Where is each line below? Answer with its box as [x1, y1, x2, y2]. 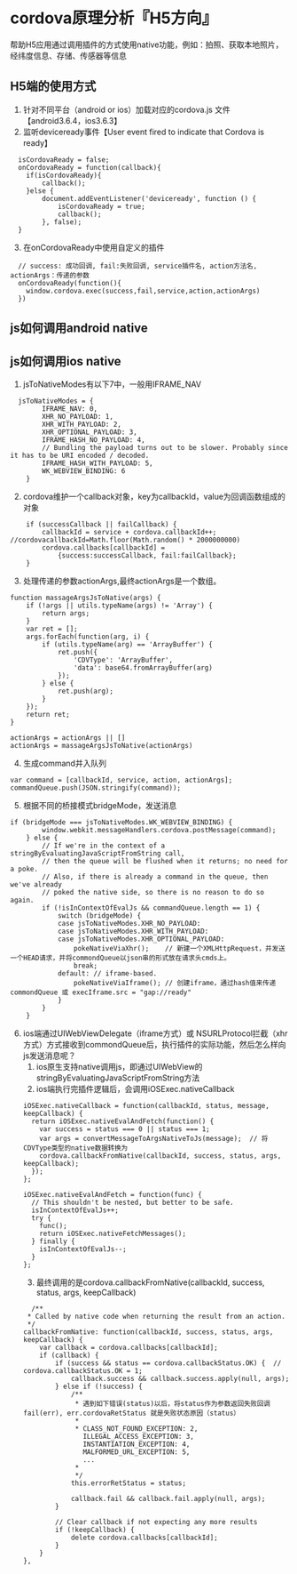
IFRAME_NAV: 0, [42, 404, 98, 414]
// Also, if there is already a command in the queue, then [42, 872, 269, 881]
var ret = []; [26, 624, 78, 633]
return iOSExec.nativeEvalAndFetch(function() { [31, 1117, 215, 1126]
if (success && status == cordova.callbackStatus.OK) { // [55, 1358, 282, 1368]
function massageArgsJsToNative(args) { [10, 593, 162, 602]
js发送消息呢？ [22, 1050, 76, 1061]
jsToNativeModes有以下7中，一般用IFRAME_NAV [22, 379, 202, 389]
